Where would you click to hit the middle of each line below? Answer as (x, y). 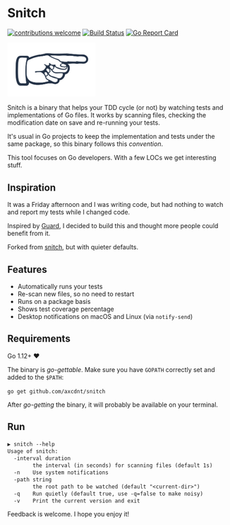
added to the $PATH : (36, 377)
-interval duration (42, 458)
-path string (33, 480)
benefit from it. (29, 233)
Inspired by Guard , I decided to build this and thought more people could (113, 226)
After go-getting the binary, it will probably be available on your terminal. (113, 405)
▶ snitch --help (31, 444)
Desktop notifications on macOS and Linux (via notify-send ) (105, 316)
